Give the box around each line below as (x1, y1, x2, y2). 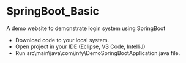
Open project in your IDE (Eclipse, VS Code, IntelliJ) (15, 43, 146, 50)
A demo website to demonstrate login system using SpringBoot (6, 24, 166, 32)
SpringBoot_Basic (6, 4, 100, 18)
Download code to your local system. (15, 36, 110, 43)
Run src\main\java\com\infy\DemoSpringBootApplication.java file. (15, 49, 180, 56)
